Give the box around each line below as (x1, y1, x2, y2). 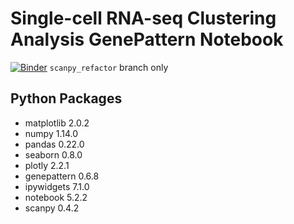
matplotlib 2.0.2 (24, 117, 90, 129)
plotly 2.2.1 (24, 159, 70, 171)
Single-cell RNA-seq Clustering (10, 7, 277, 30)
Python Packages (10, 90, 123, 107)
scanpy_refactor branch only (49, 61, 169, 73)
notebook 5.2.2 (24, 191, 88, 203)
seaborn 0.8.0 (24, 148, 83, 161)
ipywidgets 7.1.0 (24, 180, 90, 192)
